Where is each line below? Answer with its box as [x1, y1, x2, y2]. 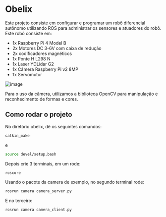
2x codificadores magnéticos [12, 51, 72, 56]
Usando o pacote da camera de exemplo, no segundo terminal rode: [5, 179, 145, 185]
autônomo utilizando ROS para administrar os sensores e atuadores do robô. [5, 25, 162, 31]
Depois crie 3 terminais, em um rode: [5, 161, 81, 166]
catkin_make [5, 133, 30, 138]
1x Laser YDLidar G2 [12, 61, 55, 67]
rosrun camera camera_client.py [5, 207, 72, 213]
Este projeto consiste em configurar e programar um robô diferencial [5, 20, 145, 26]
